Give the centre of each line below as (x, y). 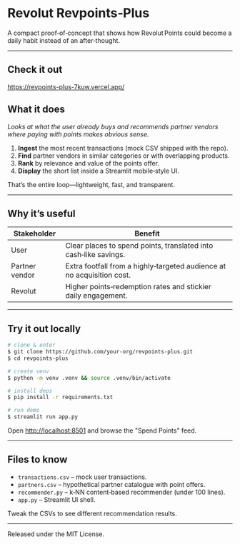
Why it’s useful (42, 213)
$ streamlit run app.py (43, 417)
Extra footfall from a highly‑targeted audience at (146, 266)
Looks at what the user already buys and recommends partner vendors (113, 126)
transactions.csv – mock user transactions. (82, 477)
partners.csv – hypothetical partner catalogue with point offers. (111, 484)
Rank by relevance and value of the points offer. (88, 163)
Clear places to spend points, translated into (139, 246)
